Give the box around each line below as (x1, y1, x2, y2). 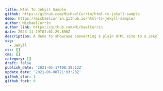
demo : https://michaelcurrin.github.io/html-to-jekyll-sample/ (5, 16, 136, 21)
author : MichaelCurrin (5, 20, 51, 26)
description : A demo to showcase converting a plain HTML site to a (5, 34, 147, 39)
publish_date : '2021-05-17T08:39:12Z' (5, 65, 83, 70)
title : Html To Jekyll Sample (5, 7, 66, 12)
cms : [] (5, 52, 21, 57)
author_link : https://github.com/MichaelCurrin (5, 25, 103, 30)
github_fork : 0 (5, 78, 36, 83)
